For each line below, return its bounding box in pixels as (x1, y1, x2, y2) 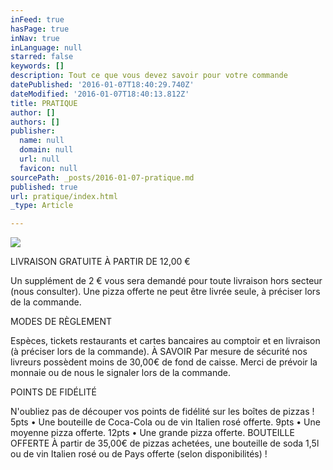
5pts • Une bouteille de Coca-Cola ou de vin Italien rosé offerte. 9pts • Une (10, 416, 321, 428)
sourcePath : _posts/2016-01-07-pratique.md (10, 172, 195, 183)
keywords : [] (10, 61, 65, 71)
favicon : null (19, 163, 78, 173)
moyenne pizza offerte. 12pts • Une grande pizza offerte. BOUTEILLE (10, 427, 295, 439)
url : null (19, 154, 60, 164)
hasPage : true (10, 24, 70, 34)
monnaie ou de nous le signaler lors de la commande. (10, 367, 231, 379)
